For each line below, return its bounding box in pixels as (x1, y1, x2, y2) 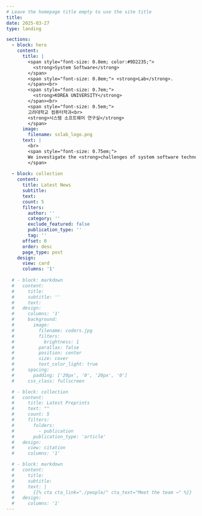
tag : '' (28, 232, 47, 238)
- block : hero (11, 42, 47, 48)
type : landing (6, 25, 42, 32)
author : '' (28, 210, 55, 216)
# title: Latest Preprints (11, 400, 90, 406)
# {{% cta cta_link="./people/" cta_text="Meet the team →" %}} (11, 489, 192, 496)
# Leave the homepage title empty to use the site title (6, 8, 152, 15)
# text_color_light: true (11, 361, 98, 367)
